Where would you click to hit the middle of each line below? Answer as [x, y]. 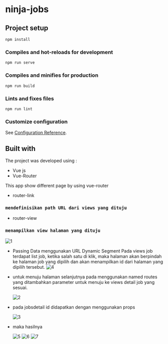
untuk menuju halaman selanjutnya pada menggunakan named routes [85, 277]
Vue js [19, 170]
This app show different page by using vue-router [57, 186]
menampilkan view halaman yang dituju [53, 231]
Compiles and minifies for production [52, 75]
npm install [18, 39]
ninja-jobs [27, 9]
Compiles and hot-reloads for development [59, 52]
